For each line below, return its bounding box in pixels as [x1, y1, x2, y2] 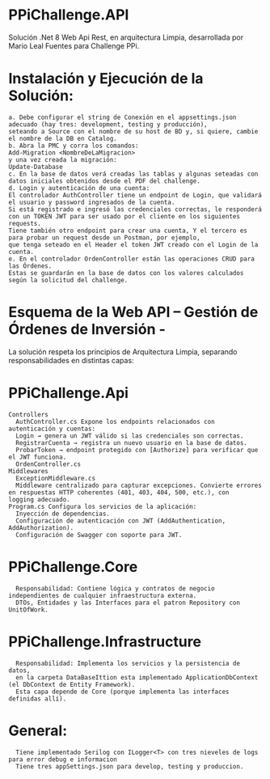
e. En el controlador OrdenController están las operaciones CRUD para [8, 255, 255, 263]
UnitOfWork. [8, 605, 49, 614]
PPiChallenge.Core [8, 557, 138, 576]
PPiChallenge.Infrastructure [8, 633, 202, 650]
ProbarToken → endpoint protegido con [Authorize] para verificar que [15, 446, 259, 454]
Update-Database [8, 163, 63, 171]
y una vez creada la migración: [8, 155, 117, 163]
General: [8, 722, 68, 739]
